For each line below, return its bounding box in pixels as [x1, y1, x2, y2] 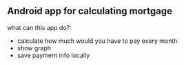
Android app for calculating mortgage [7, 5, 172, 17]
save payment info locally [17, 51, 90, 59]
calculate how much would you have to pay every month [17, 37, 178, 45]
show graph [17, 44, 52, 52]
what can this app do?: [7, 23, 72, 31]
